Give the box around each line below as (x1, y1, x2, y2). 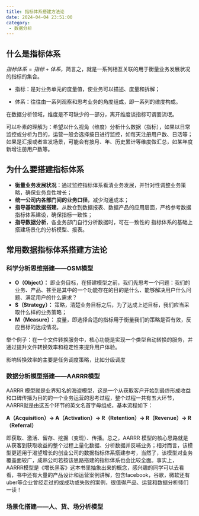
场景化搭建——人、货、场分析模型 (6, 502, 104, 511)
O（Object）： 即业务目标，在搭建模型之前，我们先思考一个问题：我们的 (14, 279, 191, 286)
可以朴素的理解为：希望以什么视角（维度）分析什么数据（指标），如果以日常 (6, 123, 191, 130)
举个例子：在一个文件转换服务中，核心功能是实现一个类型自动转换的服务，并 (6, 336, 193, 343)
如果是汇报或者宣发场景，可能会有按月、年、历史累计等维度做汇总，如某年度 (6, 138, 193, 145)
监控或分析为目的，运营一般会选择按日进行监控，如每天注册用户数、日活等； (6, 131, 193, 138)
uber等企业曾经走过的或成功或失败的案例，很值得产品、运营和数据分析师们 (6, 479, 189, 486)
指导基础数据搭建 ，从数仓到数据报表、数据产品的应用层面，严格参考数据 (14, 203, 191, 211)
